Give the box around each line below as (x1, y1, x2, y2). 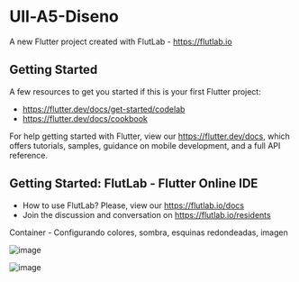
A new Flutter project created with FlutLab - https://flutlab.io (9, 36, 232, 47)
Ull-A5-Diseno (9, 6, 120, 27)
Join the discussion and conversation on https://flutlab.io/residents (22, 209, 272, 220)
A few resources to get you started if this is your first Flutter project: (9, 86, 261, 96)
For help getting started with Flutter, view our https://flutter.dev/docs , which (9, 131, 291, 141)
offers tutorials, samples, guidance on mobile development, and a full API (9, 140, 281, 150)
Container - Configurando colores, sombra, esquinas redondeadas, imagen (9, 227, 288, 238)
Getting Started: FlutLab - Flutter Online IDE (9, 176, 258, 191)
